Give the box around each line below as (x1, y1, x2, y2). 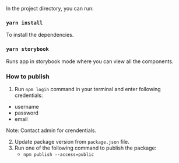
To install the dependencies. (6, 32, 74, 39)
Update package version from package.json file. (14, 138, 129, 145)
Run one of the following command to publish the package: (14, 144, 157, 151)
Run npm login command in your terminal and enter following (14, 85, 162, 92)
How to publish (6, 72, 50, 81)
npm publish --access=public (23, 151, 94, 157)
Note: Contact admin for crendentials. (6, 127, 97, 134)
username (14, 103, 39, 110)
